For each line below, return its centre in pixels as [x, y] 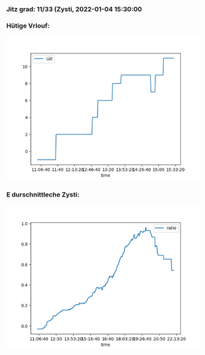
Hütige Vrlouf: [28, 25]
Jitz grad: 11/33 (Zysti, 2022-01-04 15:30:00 [74, 9]
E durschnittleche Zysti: [43, 195]
